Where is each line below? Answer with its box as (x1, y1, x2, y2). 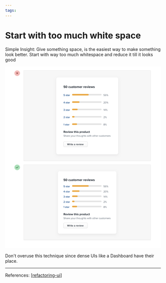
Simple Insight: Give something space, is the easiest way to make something (5, 46, 161, 52)
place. (5, 258, 18, 264)
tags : (5, 8, 16, 13)
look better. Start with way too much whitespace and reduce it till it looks (5, 51, 153, 57)
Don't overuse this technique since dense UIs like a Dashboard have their (5, 253, 155, 259)
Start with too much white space (5, 30, 141, 41)
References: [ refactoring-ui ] (5, 272, 62, 279)
